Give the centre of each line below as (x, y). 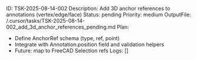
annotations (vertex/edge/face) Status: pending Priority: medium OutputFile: (99, 15)
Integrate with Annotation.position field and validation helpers (89, 44)
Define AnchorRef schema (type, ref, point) (67, 38)
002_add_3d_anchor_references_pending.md (61, 27)
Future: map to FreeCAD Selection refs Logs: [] (71, 51)
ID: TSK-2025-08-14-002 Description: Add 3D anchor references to (88, 8)
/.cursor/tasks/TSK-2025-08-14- (46, 21)
